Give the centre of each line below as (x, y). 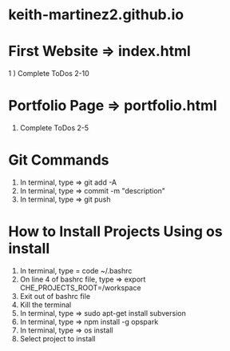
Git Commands (59, 160)
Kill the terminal (46, 305)
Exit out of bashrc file (55, 296)
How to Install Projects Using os (115, 231)
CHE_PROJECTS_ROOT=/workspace (80, 287)
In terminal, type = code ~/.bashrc (76, 270)
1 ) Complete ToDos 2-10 (49, 74)
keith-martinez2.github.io (96, 15)
